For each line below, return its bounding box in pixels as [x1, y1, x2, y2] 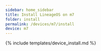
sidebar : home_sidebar [5, 7, 54, 13]
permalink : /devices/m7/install [5, 21, 74, 27]
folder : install [5, 17, 40, 22]
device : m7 [5, 26, 29, 31]
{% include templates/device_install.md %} [5, 40, 96, 46]
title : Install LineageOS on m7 [5, 12, 74, 17]
